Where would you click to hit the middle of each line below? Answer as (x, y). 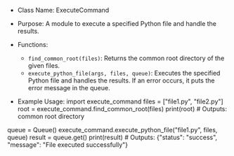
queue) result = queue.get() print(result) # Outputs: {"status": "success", (112, 137)
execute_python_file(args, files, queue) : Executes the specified (124, 73)
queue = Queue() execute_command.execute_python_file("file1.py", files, (112, 130)
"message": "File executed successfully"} (68, 145)
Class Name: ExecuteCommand (63, 10)
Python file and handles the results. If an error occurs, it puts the (121, 80)
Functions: (33, 44)
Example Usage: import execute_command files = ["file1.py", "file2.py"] (120, 101)
